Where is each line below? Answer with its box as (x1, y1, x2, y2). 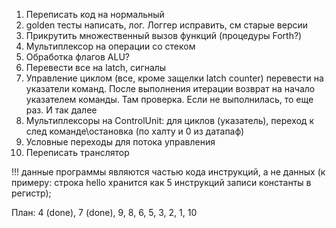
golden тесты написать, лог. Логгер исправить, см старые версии (25, 19, 309, 31)
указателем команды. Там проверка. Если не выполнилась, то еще (25, 94, 314, 105)
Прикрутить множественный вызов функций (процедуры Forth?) (25, 30, 303, 41)
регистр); (11, 187, 52, 199)
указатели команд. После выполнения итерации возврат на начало (25, 83, 316, 94)
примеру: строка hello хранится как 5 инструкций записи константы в (11, 177, 312, 188)
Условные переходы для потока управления (25, 136, 216, 148)
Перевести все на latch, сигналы (25, 62, 167, 73)
